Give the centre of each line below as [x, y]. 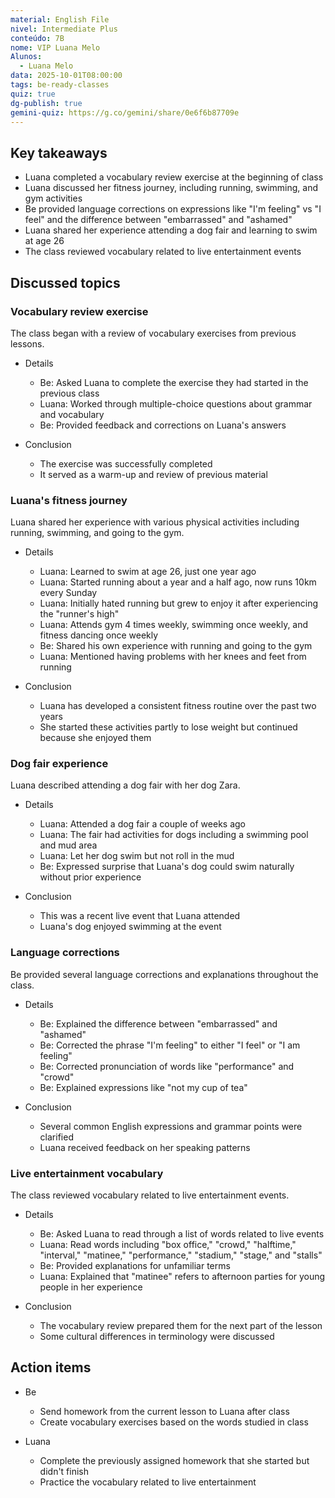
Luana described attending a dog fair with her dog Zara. [125, 785]
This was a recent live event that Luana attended [140, 916]
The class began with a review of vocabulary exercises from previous [153, 333]
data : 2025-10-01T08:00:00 [66, 76]
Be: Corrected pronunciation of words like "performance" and [167, 1066]
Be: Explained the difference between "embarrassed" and [158, 1023]
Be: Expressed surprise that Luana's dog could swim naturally [167, 867]
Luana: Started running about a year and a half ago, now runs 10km [178, 582]
